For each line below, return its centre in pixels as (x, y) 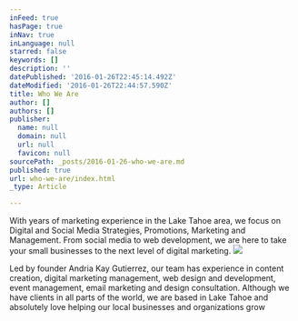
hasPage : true (36, 26)
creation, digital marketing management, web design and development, (143, 278)
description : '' (40, 69)
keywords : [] (34, 60)
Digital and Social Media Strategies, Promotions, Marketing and (128, 231)
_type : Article (38, 187)
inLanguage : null (42, 43)
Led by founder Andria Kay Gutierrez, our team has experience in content (147, 268)
